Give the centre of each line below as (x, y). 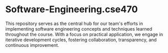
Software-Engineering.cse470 (72, 9)
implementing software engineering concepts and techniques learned (79, 29)
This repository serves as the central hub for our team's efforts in (74, 23)
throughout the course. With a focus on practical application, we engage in (84, 34)
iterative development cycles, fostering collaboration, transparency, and (81, 40)
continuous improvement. (32, 45)
